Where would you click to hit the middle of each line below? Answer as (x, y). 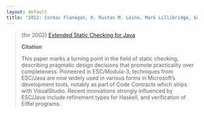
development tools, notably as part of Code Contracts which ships (104, 84)
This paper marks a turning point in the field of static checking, (100, 58)
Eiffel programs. (41, 103)
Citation (32, 47)
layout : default (27, 12)
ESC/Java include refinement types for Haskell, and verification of (104, 97)
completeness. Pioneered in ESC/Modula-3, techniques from (97, 71)
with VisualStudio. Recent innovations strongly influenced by (97, 91)
